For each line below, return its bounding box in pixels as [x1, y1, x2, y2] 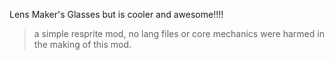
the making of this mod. [33, 39, 132, 50]
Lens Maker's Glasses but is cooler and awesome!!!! [9, 9, 224, 20]
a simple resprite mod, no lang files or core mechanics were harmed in [33, 28, 325, 39]
